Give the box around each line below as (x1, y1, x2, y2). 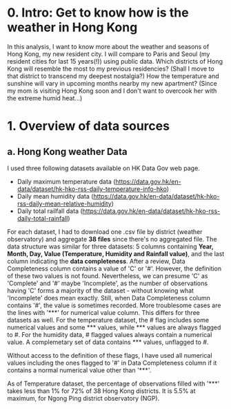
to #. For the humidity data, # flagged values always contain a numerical (7, 330, 212, 338)
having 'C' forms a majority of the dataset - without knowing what (7, 286, 194, 295)
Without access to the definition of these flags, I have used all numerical (7, 351, 212, 359)
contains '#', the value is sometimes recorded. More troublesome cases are (7, 301, 221, 309)
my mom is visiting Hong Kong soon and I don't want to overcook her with (7, 87, 217, 95)
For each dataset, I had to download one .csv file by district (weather (7, 227, 203, 236)
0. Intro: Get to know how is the (7, 5, 189, 21)
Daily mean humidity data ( (17, 192, 94, 200)
